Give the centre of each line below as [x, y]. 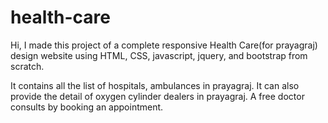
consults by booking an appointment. [87, 107]
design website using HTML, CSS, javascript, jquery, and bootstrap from [159, 55]
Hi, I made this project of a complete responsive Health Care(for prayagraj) [164, 45]
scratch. [27, 66]
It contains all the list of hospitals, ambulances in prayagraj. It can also [155, 85]
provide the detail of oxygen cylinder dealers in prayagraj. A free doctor [157, 96]
